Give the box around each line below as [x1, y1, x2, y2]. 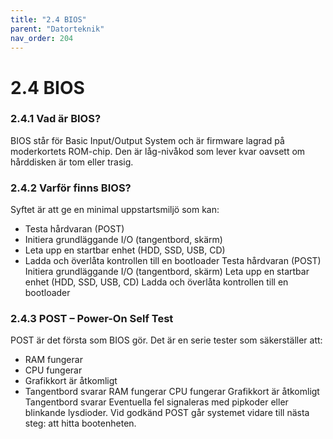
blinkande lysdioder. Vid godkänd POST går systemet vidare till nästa [24, 407, 310, 419]
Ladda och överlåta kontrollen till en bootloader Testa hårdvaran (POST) [24, 255, 322, 267]
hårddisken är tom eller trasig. [10, 156, 134, 168]
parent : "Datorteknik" [10, 24, 105, 34]
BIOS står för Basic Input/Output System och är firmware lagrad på [10, 134, 285, 146]
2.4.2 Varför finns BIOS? [10, 181, 132, 195]
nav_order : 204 [10, 33, 74, 43]
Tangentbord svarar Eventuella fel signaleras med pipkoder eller [24, 396, 289, 408]
